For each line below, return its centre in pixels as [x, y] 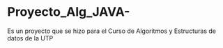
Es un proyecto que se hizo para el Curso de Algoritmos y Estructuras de [111, 31]
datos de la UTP [30, 38]
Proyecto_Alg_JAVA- [69, 12]
